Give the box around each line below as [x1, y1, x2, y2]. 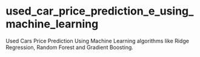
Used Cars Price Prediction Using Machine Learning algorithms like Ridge [5, 37, 189, 44]
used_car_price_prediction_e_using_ [5, 4, 194, 18]
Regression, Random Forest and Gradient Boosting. [5, 44, 134, 51]
